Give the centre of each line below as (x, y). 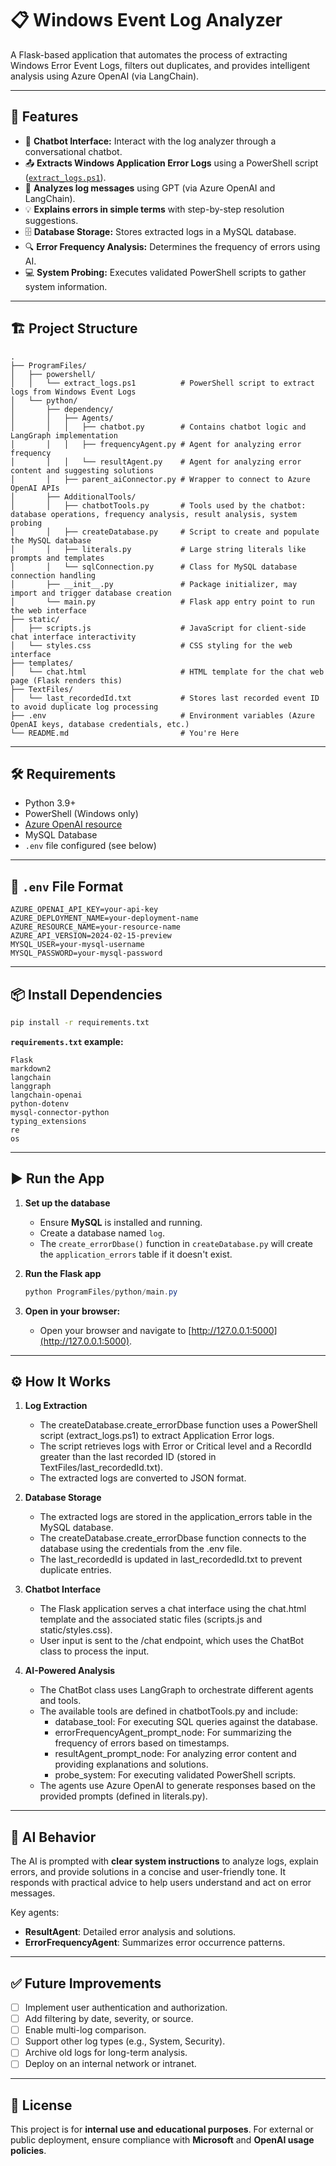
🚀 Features (44, 117)
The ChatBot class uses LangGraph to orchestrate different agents (176, 1690)
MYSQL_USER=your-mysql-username (77, 945)
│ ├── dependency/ (62, 409)
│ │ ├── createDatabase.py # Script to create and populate (165, 532)
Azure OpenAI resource (73, 824)
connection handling (53, 575)
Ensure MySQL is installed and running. (121, 1222)
